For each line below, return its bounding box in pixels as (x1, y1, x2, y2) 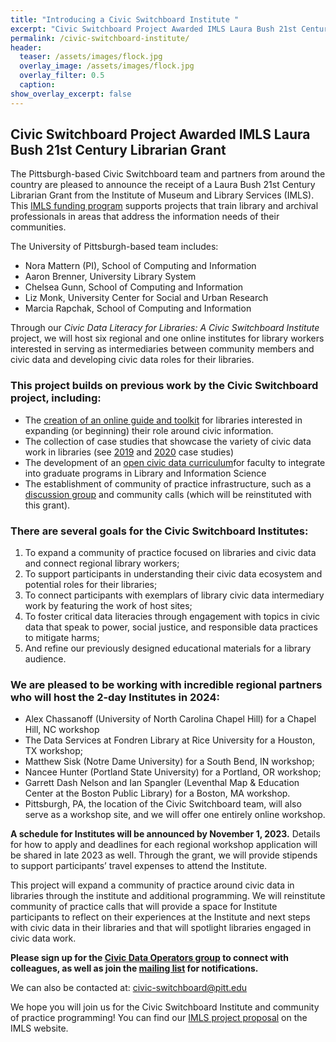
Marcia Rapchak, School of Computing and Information (24, 302, 252, 315)
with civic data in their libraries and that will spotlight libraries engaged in (10, 922, 312, 934)
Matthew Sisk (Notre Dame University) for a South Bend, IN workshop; (24, 756, 315, 768)
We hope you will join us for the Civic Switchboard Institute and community (10, 1001, 320, 1013)
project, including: (10, 391, 102, 405)
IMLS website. (10, 1022, 69, 1035)
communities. (10, 221, 67, 233)
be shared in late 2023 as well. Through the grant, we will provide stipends (10, 849, 318, 861)
